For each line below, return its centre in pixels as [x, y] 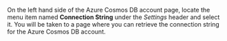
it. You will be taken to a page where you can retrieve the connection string [113, 24]
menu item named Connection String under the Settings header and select [113, 17]
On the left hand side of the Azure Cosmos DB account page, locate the [109, 10]
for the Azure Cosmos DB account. [56, 31]
